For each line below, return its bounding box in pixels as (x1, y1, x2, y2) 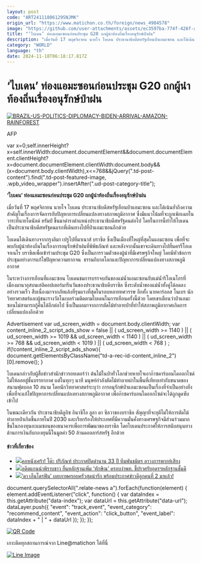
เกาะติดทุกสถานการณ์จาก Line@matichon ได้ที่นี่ (7, 539, 108, 546)
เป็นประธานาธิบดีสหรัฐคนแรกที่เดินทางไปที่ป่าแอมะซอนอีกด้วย (7, 224, 126, 231)
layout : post (7, 8, 39, 15)
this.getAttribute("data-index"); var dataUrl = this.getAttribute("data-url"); (7, 497, 187, 504)
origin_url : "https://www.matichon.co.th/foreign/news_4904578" (7, 20, 170, 26)
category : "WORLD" (7, 42, 52, 48)
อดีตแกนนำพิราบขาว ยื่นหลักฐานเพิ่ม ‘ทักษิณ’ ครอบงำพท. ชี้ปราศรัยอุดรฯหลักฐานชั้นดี (21, 465, 187, 472)
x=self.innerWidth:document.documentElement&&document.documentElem (7, 148, 193, 156)
